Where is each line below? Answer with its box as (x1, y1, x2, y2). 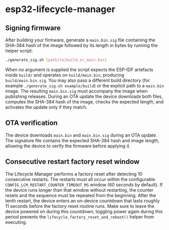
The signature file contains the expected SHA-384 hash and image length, (5, 137, 160, 143)
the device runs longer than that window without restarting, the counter (5, 187, 154, 193)
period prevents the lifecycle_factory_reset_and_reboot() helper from (5, 213, 154, 220)
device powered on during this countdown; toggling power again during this (5, 208, 163, 214)
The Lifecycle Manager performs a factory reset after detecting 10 (5, 170, 143, 177)
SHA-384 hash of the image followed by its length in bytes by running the (5, 42, 158, 48)
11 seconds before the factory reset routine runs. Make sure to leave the (5, 203, 155, 209)
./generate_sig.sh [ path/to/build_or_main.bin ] (5, 57, 107, 63)
